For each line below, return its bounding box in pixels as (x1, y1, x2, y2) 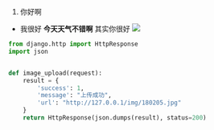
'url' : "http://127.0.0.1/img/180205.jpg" (37, 99, 182, 107)
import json (8, 47, 48, 55)
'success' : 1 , (37, 83, 84, 92)
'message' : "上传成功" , (37, 91, 113, 100)
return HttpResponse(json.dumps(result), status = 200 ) (23, 114, 207, 122)
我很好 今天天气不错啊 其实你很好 (19, 24, 130, 34)
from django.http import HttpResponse (8, 40, 138, 48)
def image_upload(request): (8, 69, 103, 77)
